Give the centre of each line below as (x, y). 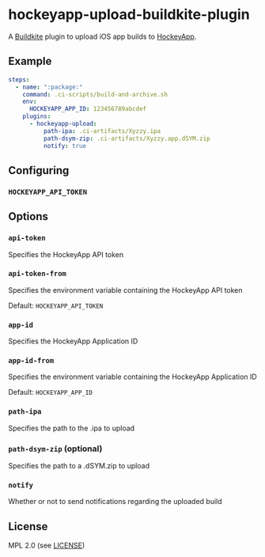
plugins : (37, 116)
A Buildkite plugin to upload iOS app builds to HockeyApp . (102, 36)
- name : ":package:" (49, 87)
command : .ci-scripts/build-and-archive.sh (95, 94)
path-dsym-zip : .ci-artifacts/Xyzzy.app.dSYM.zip (127, 138)
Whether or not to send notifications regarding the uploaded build (115, 502)
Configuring (39, 171)
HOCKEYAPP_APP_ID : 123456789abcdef (88, 109)
